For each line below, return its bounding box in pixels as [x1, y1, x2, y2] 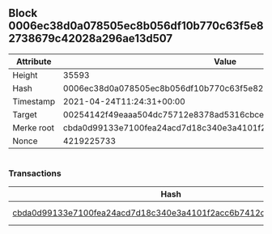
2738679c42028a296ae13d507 [8, 32, 173, 45]
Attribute [15, 56, 52, 67]
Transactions [8, 168, 62, 179]
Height [12, 69, 38, 80]
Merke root [12, 121, 55, 133]
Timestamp [12, 96, 56, 107]
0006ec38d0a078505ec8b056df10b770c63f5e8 [8, 19, 264, 33]
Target [12, 108, 38, 120]
